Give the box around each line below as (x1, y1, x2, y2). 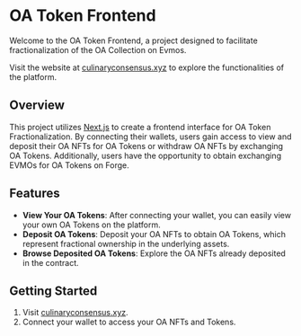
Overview (9, 98, 66, 113)
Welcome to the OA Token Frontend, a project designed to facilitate (9, 35, 258, 46)
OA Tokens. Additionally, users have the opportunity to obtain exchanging (9, 150, 281, 161)
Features (9, 186, 60, 201)
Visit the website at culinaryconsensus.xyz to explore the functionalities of (9, 62, 285, 73)
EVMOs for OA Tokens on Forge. (9, 159, 129, 171)
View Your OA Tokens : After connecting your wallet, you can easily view (22, 209, 292, 220)
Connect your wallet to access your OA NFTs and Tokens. (22, 316, 236, 328)
